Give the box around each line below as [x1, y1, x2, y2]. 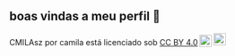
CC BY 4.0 [159, 36, 199, 47]
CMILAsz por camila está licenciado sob [9, 36, 159, 47]
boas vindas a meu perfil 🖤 [9, 9, 161, 24]
